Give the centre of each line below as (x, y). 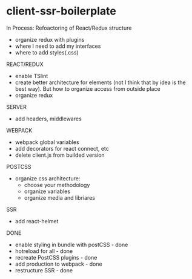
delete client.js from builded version (60, 155)
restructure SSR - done (44, 270)
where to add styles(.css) (47, 52)
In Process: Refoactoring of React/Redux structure (69, 28)
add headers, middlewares (48, 119)
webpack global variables (47, 142)
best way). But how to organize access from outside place (88, 88)
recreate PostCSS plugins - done (56, 257)
